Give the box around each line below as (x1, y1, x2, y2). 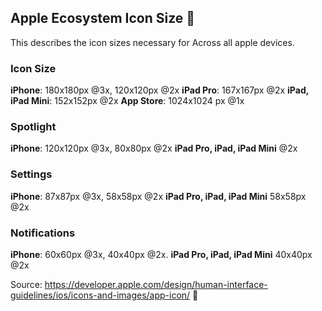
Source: (10, 279, 43, 290)
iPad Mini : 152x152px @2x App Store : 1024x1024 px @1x (10, 95, 245, 107)
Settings (10, 167, 53, 181)
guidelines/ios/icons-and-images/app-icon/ (10, 289, 191, 301)
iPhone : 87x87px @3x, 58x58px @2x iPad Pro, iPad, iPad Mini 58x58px (10, 190, 307, 202)
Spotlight (10, 120, 57, 134)
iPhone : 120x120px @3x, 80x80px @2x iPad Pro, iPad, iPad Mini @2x (10, 142, 298, 155)
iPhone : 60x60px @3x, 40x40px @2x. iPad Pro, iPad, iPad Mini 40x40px (10, 249, 313, 260)
